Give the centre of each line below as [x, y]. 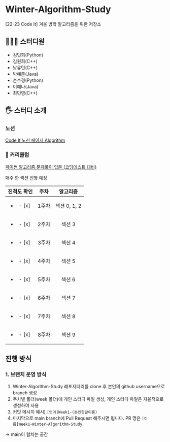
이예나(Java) [25, 86]
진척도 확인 [20, 192]
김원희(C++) [25, 61]
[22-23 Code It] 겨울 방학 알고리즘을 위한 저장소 [53, 24]
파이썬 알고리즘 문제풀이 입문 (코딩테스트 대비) [51, 167]
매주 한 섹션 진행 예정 [26, 178]
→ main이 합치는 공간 [27, 434]
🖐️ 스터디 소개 [26, 110]
